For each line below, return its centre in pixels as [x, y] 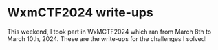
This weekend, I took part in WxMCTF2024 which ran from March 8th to [109, 32]
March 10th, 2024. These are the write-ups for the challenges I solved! [107, 38]
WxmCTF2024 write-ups [80, 13]
